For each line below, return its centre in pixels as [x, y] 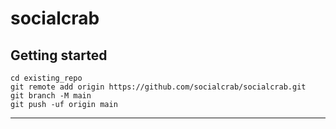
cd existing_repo [46, 78]
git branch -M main [51, 96]
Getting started [59, 55]
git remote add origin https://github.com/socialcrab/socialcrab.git [158, 87]
